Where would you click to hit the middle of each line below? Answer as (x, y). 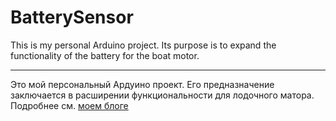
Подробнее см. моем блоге (69, 105)
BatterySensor (72, 17)
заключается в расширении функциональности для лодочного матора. (162, 95)
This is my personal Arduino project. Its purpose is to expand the (143, 45)
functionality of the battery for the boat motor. (105, 55)
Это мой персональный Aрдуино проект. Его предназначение (142, 84)
